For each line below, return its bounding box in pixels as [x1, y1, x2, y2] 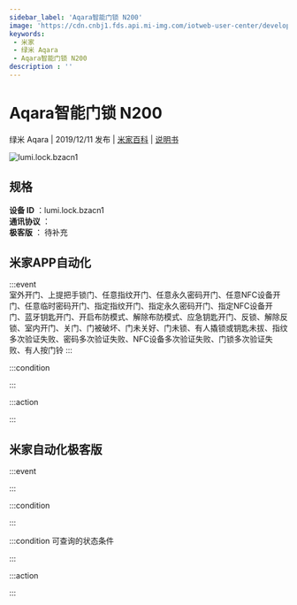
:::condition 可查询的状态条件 [9, 536, 115, 547]
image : [9, 21, 34, 30]
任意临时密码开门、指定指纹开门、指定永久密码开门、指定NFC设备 [24, 301, 266, 311]
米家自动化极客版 [9, 441, 103, 456]
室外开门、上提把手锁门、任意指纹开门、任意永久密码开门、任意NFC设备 [9, 289, 274, 301]
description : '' [9, 63, 73, 72]
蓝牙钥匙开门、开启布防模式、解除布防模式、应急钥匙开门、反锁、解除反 [24, 311, 288, 323]
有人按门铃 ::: [24, 345, 73, 356]
